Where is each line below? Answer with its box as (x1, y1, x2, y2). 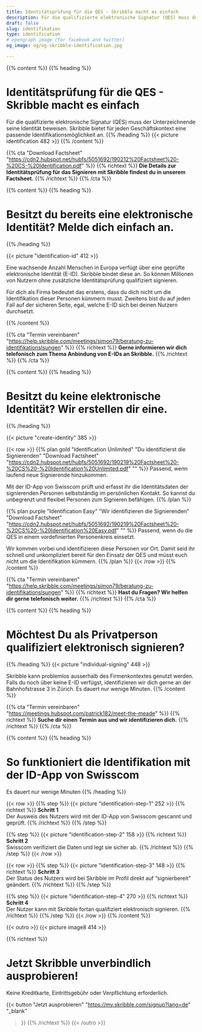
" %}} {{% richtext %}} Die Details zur (81, 162, 176, 169)
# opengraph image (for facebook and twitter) (6, 37, 125, 43)
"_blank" (6, 1007, 28, 1014)
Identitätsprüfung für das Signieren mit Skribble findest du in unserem (6, 168, 186, 176)
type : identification (6, 31, 61, 37)
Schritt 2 (6, 837, 28, 844)
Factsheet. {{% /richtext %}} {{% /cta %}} (6, 174, 112, 182)
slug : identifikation (6, 25, 61, 32)
